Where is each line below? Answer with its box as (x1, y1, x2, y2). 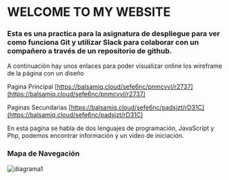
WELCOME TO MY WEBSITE (7, 4, 171, 20)
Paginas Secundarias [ (7, 103, 71, 111)
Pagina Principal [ (7, 82, 57, 91)
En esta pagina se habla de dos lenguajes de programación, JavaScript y (7, 124, 215, 132)
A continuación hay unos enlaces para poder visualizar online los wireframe (7, 62, 223, 70)
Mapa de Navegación (7, 149, 80, 159)
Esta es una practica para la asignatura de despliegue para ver (7, 29, 221, 39)
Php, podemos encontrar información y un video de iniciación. (7, 132, 184, 140)
